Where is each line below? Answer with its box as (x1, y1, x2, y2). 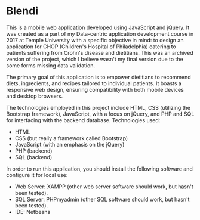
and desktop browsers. (6, 92, 63, 100)
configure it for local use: (6, 171, 68, 178)
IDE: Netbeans (14, 208, 51, 215)
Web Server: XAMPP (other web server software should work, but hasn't (14, 183, 193, 190)
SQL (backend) (14, 153, 53, 160)
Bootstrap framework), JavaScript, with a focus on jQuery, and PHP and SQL (6, 110, 195, 117)
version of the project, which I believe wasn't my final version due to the (6, 55, 183, 63)
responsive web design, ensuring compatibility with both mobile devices (6, 86, 184, 93)
